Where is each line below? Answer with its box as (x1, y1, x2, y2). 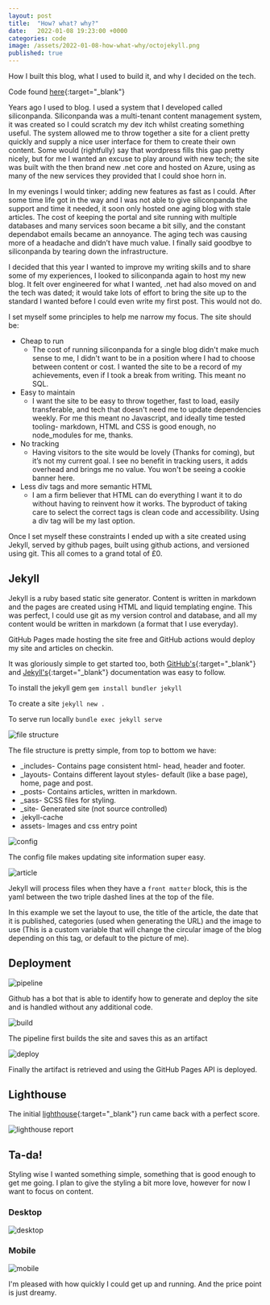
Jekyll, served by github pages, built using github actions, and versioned (8, 541, 250, 549)
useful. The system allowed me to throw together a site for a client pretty (8, 128, 250, 138)
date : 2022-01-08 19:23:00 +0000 (8, 27, 128, 35)
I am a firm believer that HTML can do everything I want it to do (31, 491, 243, 499)
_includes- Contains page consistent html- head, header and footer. (19, 760, 246, 770)
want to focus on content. (8, 1187, 94, 1196)
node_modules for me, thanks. (31, 430, 134, 440)
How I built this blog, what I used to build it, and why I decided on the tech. (8, 72, 256, 81)
